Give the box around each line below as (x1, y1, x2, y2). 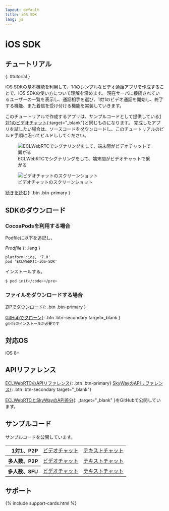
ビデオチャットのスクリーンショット (18, 179, 93, 185)
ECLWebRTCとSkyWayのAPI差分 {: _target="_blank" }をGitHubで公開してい (5, 397, 161, 403)
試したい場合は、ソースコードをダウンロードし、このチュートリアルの (14, 126, 160, 132)
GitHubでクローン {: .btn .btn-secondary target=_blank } (5, 315, 121, 321)
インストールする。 (5, 268, 45, 275)
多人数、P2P (8, 458, 38, 465)
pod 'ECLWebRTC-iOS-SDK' (5, 259, 58, 264)
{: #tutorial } (5, 74, 30, 80)
